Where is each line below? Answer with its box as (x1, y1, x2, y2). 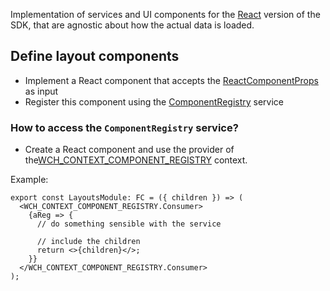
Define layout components (10, 48, 180, 65)
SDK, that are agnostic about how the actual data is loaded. (10, 19, 255, 31)
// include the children (36, 237, 141, 247)
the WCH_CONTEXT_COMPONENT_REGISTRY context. (24, 154, 248, 166)
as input (24, 85, 59, 97)
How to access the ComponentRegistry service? (10, 120, 239, 134)
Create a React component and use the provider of (24, 144, 235, 156)
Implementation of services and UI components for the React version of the (10, 9, 321, 20)
